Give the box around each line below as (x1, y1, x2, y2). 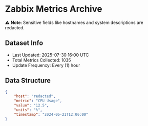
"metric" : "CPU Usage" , (14, 99, 63, 104)
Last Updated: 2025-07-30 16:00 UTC (12, 52, 89, 58)
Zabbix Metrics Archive (5, 3, 103, 15)
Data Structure (5, 77, 51, 85)
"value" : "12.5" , (14, 103, 49, 108)
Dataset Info (5, 39, 43, 47)
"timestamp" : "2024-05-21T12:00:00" (14, 112, 89, 117)
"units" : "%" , (14, 107, 42, 113)
